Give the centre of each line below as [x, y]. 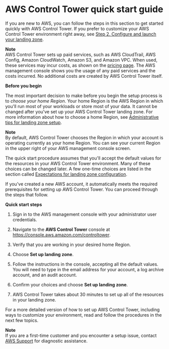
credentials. [25, 219]
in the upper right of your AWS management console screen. [68, 148]
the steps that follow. [27, 194]
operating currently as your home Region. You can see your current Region [83, 143]
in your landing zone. [34, 300]
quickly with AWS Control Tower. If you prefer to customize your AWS [77, 28]
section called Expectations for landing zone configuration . [66, 174]
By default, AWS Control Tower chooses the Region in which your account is [84, 137]
